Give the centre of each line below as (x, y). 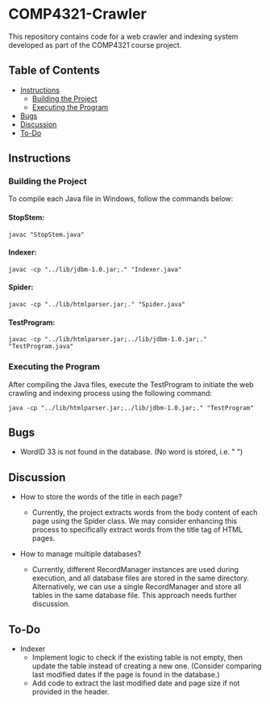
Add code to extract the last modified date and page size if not (136, 683)
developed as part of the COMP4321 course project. (95, 44)
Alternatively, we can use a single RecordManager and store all (137, 587)
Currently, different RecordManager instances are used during (135, 570)
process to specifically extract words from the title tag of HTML (137, 529)
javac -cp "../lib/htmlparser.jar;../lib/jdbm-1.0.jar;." (108, 339)
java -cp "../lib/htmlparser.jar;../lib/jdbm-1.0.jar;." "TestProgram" (131, 408)
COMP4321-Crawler (77, 14)
